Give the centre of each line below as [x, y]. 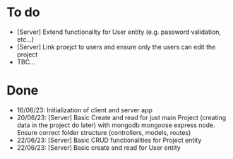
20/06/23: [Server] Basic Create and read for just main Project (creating [121, 117]
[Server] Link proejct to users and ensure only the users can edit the [116, 47]
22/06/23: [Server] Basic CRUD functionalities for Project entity [109, 140]
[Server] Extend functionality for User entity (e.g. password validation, [119, 32]
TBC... [26, 61]
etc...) [25, 39]
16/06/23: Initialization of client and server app [85, 110]
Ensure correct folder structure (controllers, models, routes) [104, 132]
